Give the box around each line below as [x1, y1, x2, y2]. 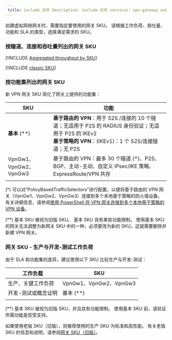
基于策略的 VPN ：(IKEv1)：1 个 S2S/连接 [53, 138, 153, 145]
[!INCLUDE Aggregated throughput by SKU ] [5, 54, 97, 61]
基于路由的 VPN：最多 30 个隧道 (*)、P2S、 [53, 155, 160, 162]
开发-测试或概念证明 [8, 289, 58, 296]
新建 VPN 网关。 [5, 230, 40, 236]
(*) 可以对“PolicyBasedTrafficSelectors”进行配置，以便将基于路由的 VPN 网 [5, 186, 164, 193]
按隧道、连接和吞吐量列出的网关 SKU [5, 43, 96, 50]
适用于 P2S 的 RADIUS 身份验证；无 [68, 122, 155, 129]
